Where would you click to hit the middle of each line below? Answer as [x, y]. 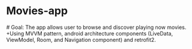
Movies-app [37, 11]
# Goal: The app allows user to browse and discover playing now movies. [96, 27]
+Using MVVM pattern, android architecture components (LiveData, [90, 33]
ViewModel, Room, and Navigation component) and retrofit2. [81, 40]
